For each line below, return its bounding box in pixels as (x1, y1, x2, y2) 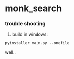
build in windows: (12, 31, 48, 37)
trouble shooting (5, 20, 46, 27)
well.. (5, 49, 16, 55)
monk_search (5, 3, 62, 14)
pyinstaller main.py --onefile (5, 41, 70, 46)
